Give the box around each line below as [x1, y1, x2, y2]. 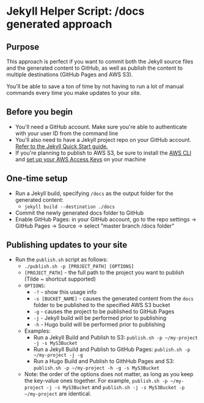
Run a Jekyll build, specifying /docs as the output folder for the [15, 190, 173, 197]
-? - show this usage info [33, 289, 97, 296]
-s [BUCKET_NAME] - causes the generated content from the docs [33, 295, 194, 302]
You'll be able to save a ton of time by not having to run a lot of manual [6, 83, 184, 90]
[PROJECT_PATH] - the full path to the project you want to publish [24, 269, 184, 276]
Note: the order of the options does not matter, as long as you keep [24, 371, 194, 378]
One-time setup [6, 173, 68, 184]
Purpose [6, 42, 40, 52]
